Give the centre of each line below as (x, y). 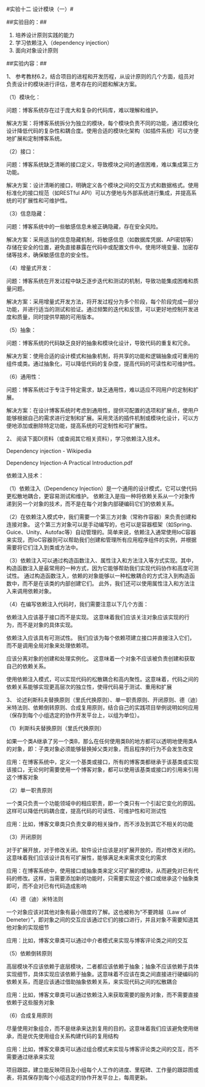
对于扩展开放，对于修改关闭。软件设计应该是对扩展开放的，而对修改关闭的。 (103, 850)
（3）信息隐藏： (27, 214)
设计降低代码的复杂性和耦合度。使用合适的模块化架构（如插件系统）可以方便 (103, 131)
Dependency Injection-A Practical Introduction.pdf (70, 463)
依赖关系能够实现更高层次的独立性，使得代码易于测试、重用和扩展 (89, 687)
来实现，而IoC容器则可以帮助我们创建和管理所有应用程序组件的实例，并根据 (102, 540)
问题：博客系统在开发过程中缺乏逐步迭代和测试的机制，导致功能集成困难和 (100, 281)
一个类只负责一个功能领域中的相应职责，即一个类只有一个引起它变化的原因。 (103, 803)
